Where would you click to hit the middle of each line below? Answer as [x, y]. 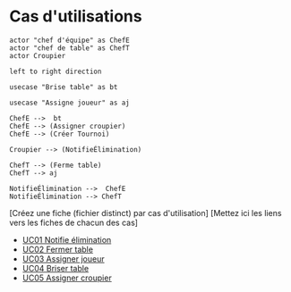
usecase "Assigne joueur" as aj [69, 103]
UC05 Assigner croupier [67, 278]
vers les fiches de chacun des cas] [74, 222]
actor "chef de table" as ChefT [69, 48]
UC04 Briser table [56, 268]
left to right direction [56, 71]
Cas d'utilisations [76, 17]
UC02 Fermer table [58, 249]
